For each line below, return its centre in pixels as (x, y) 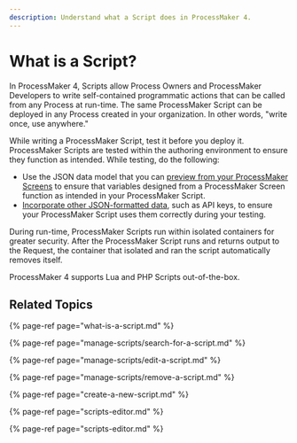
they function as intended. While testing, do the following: (114, 159)
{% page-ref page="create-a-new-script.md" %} (99, 394)
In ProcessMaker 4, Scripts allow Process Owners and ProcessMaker (136, 86)
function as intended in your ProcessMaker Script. (113, 195)
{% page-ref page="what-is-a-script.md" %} (92, 326)
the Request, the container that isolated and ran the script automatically (140, 250)
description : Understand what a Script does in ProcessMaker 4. (130, 17)
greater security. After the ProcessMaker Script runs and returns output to (145, 241)
